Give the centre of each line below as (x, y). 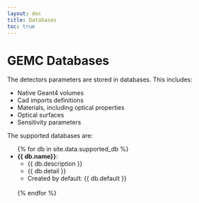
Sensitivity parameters (49, 122)
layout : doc (24, 13)
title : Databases (32, 20)
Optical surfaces (40, 115)
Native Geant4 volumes (50, 93)
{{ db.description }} (55, 164)
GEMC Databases (58, 60)
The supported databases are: (50, 136)
